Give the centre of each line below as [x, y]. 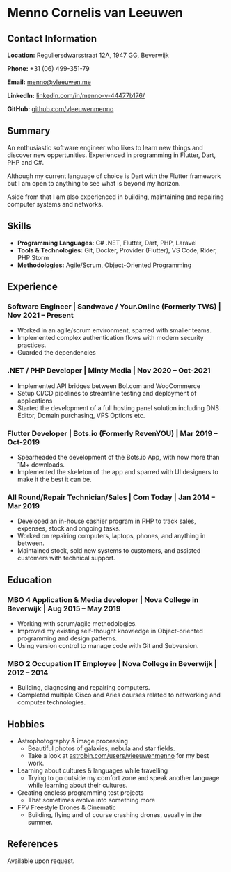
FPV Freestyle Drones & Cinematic [66, 807]
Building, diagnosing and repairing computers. [83, 688]
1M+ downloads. [41, 465]
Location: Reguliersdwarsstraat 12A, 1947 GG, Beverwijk [88, 55]
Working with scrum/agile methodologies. [77, 623]
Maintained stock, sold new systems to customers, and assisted [109, 551]
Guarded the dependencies [56, 353]
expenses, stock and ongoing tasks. [69, 528]
